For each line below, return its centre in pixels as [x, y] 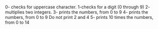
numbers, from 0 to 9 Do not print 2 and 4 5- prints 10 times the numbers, [79, 17]
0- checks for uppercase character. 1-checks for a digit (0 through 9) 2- [78, 7]
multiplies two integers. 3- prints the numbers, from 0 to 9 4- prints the [77, 12]
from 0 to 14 [17, 22]
